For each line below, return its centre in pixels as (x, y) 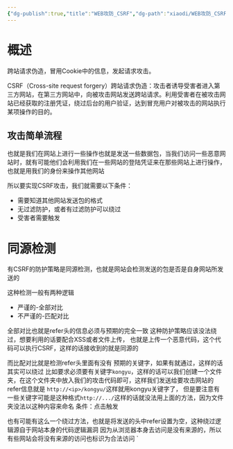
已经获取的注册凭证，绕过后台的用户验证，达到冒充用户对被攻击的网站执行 (119, 103)
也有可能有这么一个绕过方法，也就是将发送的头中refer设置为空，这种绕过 (111, 421)
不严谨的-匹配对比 (43, 316)
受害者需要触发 (38, 218)
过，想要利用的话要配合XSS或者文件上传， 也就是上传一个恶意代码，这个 (111, 340)
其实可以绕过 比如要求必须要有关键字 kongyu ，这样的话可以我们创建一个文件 (114, 372)
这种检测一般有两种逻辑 (41, 293)
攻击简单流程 (35, 135)
